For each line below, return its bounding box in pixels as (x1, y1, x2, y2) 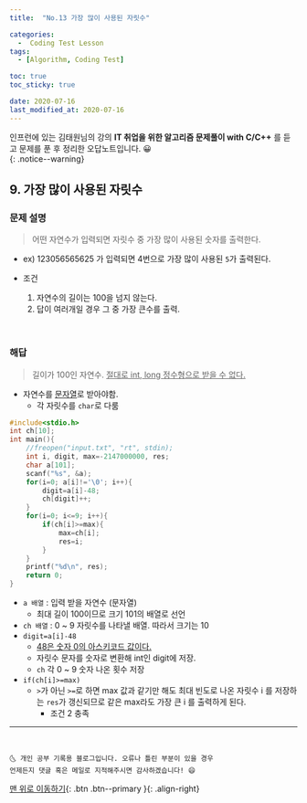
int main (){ (9, 435, 55, 444)
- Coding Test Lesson (17, 38, 104, 48)
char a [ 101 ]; (26, 460, 76, 470)
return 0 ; (26, 571, 64, 580)
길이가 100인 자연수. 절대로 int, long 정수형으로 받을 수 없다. (31, 369, 247, 380)
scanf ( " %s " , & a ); (26, 469, 92, 478)
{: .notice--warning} (9, 153, 85, 164)
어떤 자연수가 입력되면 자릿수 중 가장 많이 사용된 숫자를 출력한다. (31, 234, 261, 245)
